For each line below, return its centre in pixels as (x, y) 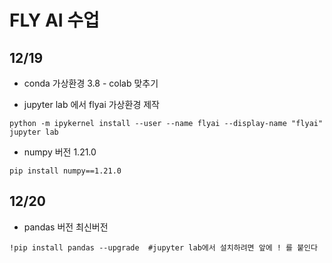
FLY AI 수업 (54, 20)
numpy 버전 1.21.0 (60, 152)
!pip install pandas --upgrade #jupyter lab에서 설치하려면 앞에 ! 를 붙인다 (163, 247)
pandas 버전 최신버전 (66, 227)
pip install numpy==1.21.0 (65, 171)
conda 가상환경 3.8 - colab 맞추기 (91, 83)
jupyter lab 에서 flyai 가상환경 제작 (91, 104)
